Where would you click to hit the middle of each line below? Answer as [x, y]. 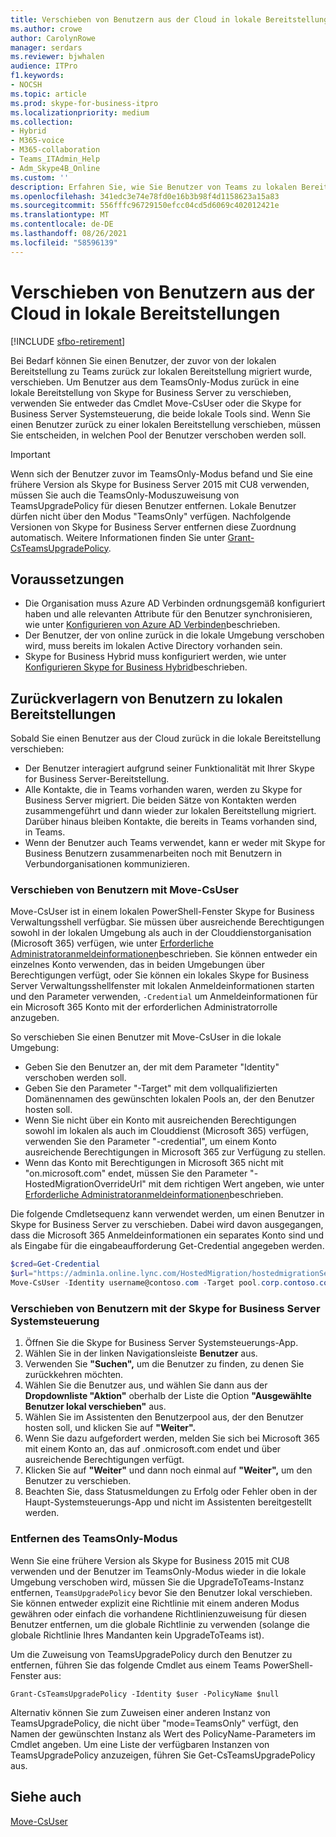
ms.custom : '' [40, 177]
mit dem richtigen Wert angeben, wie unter [236, 1184]
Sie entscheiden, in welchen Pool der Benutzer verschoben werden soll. [158, 435]
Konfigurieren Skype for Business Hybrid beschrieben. [136, 667]
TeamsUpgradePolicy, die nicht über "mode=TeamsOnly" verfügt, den [154, 1723]
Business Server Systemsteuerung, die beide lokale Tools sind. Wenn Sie [160, 413]
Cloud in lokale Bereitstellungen [145, 313]
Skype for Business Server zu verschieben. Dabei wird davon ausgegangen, [167, 1225]
